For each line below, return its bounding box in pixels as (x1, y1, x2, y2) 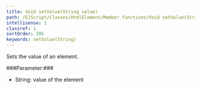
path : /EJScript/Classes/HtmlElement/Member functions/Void (6, 14, 161, 20)
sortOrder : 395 (6, 31, 44, 37)
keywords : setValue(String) (6, 36, 77, 42)
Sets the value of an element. (6, 53, 79, 60)
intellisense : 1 (6, 20, 47, 26)
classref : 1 (6, 25, 36, 32)
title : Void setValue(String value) (6, 8, 98, 15)
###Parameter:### (6, 65, 54, 72)
